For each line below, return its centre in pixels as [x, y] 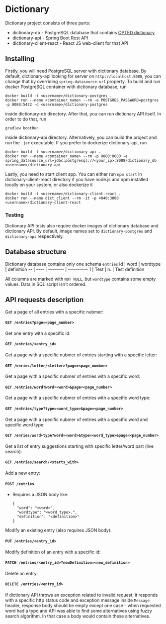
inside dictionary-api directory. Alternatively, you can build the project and [81, 137]
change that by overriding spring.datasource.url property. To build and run [83, 81]
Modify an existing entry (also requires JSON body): [58, 530]
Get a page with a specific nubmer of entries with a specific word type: [78, 398]
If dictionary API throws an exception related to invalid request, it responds [82, 595]
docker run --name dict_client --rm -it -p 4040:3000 [62, 198]
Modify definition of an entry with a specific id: [53, 552]
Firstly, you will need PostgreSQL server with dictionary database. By [76, 71]
